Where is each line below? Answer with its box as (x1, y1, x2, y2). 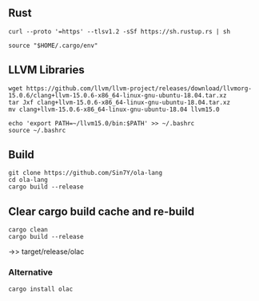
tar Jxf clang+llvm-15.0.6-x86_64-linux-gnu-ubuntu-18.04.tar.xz (8, 98, 230, 106)
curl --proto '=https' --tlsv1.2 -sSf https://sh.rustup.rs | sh (8, 27, 230, 35)
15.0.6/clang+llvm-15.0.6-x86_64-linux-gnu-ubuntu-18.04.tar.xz (8, 91, 227, 99)
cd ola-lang (8, 176, 48, 184)
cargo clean (8, 226, 48, 234)
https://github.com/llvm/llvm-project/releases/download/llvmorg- (26, 84, 252, 93)
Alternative (8, 267, 54, 278)
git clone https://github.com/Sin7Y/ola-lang (8, 169, 162, 177)
